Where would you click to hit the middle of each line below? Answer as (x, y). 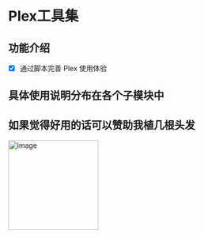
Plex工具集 (43, 16)
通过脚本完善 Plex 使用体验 (63, 68)
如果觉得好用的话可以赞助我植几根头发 (102, 125)
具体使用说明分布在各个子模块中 (86, 96)
